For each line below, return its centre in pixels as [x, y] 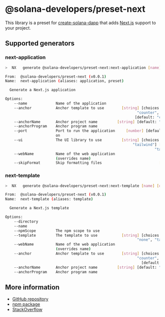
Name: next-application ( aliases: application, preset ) [65, 81]
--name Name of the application [60, 103]
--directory [26, 222]
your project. [18, 28]
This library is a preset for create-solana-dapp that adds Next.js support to [81, 23]
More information [32, 287]
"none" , [145, 240]
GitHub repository [30, 299]
